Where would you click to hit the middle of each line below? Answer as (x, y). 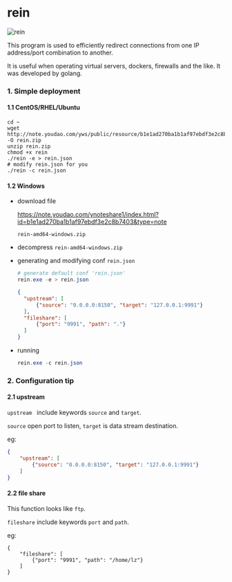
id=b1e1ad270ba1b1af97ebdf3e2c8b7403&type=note (92, 222)
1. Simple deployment (44, 91)
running (28, 351)
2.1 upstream (26, 397)
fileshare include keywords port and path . (68, 522)
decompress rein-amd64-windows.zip (70, 247)
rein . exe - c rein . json (50, 363)
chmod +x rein (28, 153)
